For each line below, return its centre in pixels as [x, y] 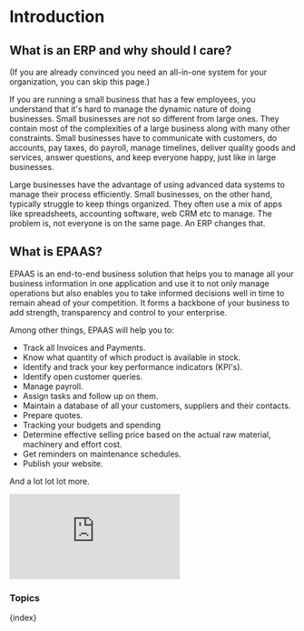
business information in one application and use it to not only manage [139, 283]
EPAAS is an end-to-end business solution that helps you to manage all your [152, 274]
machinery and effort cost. [72, 444]
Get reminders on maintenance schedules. [102, 454]
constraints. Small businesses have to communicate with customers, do [143, 138]
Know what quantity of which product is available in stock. [132, 357]
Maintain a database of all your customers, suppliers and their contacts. [157, 406]
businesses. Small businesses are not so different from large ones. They [144, 119]
